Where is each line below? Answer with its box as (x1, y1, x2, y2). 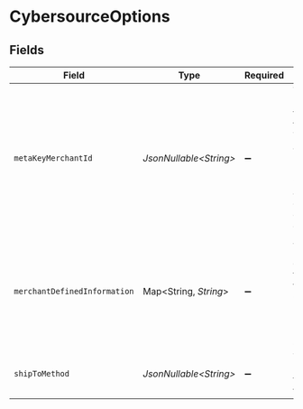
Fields (9, 42, 45, 58)
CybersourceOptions (9, 6, 171, 27)
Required (244, 70, 284, 81)
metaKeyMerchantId (14, 153, 93, 163)
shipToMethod (14, 368, 70, 378)
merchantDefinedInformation (14, 286, 134, 296)
